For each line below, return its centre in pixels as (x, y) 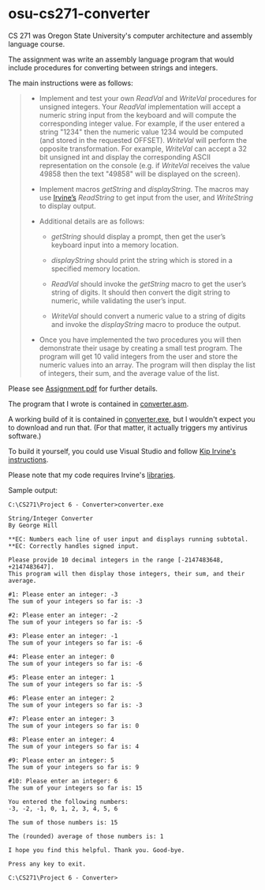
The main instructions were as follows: (71, 83)
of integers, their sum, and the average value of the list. (129, 373)
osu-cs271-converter (79, 14)
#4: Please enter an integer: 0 (61, 656)
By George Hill (33, 525)
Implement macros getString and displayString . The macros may (144, 189)
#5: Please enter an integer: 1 (61, 677)
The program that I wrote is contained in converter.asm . (99, 404)
